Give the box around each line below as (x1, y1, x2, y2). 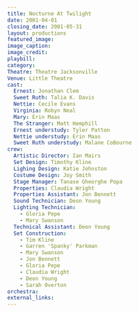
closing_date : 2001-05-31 (7, 23, 82, 30)
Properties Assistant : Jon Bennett (13, 191, 117, 198)
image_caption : (7, 42, 51, 49)
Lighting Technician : (13, 204, 76, 211)
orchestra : (7, 288, 39, 295)
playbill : (7, 56, 36, 63)
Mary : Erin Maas (13, 113, 60, 120)
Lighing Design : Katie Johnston (13, 165, 108, 172)
